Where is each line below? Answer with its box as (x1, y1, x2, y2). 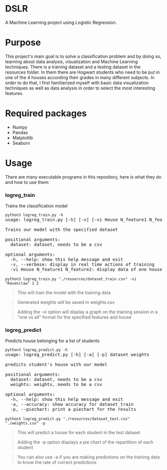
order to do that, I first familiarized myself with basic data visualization (5, 80, 149, 86)
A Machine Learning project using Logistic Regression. (5, 19, 117, 25)
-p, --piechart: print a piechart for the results (10, 406, 137, 412)
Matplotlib (12, 135, 33, 141)
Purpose (5, 37, 41, 48)
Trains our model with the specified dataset (5, 227, 118, 233)
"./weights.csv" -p (5, 421, 46, 426)
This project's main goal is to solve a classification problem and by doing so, (5, 53, 162, 59)
